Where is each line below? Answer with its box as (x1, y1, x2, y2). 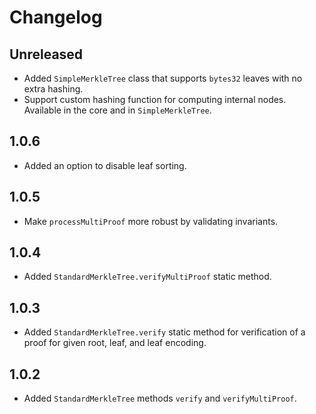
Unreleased (9, 46, 84, 63)
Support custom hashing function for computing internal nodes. (23, 94, 287, 105)
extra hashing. (23, 83, 84, 95)
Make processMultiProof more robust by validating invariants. (23, 215, 279, 227)
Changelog (9, 6, 103, 29)
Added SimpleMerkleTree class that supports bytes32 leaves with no (23, 72, 303, 84)
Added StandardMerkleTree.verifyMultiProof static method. (23, 271, 272, 283)
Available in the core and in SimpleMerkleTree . (23, 104, 212, 116)
